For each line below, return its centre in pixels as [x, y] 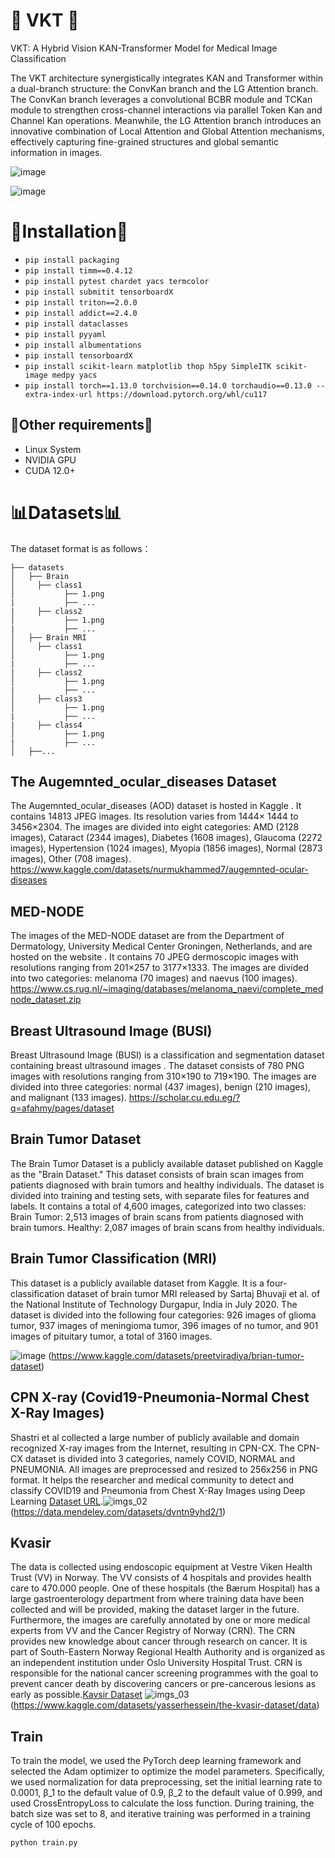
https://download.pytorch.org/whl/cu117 [182, 394]
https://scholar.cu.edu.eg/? [184, 1098]
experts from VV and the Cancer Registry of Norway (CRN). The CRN [153, 1631]
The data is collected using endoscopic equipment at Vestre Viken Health [161, 1567]
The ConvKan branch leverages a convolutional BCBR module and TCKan [161, 99]
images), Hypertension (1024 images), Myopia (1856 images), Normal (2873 [166, 848]
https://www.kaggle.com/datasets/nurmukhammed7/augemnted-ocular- [160, 870]
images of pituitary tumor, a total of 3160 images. [111, 1336]
